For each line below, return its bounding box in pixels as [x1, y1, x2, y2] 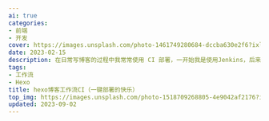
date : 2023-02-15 [8, 49, 66, 57]
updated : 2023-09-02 [8, 100, 78, 108]
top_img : [8, 93, 38, 101]
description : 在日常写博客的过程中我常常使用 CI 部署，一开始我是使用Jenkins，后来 [8, 57, 262, 64]
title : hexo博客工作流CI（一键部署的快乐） [8, 85, 139, 94]
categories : [8, 19, 48, 27]
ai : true [8, 11, 38, 20]
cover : [8, 41, 30, 49]
